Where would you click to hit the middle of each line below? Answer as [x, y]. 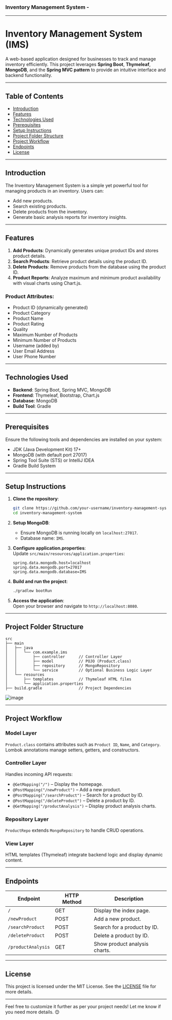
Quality [20, 329]
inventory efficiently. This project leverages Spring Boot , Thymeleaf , [78, 65]
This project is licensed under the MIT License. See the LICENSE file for [81, 986]
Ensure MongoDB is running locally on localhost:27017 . [79, 533]
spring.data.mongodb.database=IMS [49, 572]
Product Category [31, 313]
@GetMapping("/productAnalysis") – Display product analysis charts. [84, 806]
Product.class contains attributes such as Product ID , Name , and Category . [83, 744]
